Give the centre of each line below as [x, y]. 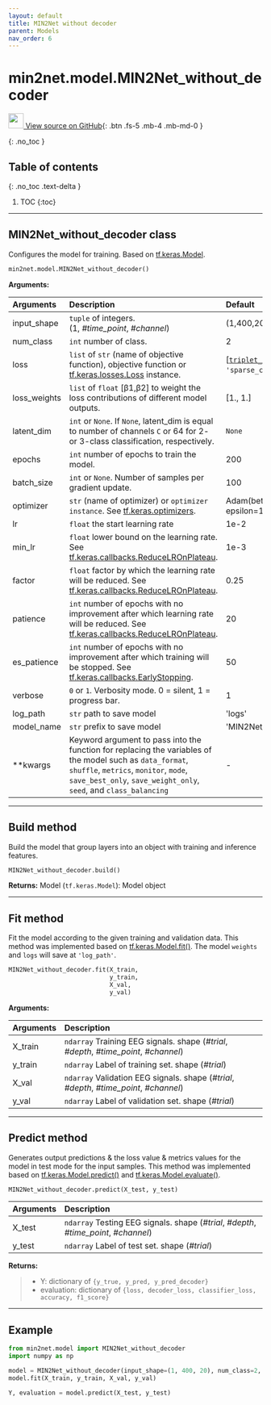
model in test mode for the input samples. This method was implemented [130, 1166]
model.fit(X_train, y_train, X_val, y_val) [83, 1378]
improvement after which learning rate [141, 613]
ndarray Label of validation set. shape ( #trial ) [150, 1101]
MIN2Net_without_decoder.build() [65, 870]
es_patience [35, 662]
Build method [43, 828]
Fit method [36, 918]
